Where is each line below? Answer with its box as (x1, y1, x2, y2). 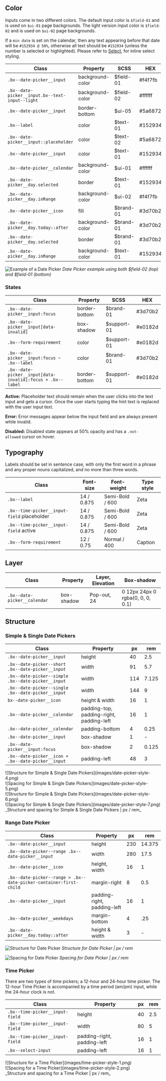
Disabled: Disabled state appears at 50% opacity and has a (5, 429, 127, 434)
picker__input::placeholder (7, 139, 74, 144)
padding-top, (81, 705, 113, 712)
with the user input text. (5, 404, 53, 410)
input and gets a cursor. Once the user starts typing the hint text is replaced (5, 399, 160, 405)
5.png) (5, 786, 19, 792)
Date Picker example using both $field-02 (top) (62, 266, 159, 272)
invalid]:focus (7, 377, 43, 383)
